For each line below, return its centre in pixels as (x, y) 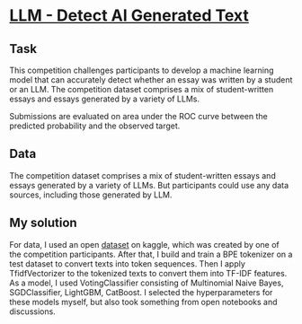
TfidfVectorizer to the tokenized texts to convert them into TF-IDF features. (148, 273)
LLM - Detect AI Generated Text (129, 16)
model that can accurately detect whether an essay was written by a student (151, 80)
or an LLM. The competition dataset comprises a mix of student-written (142, 89)
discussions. (32, 311)
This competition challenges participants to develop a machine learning (142, 70)
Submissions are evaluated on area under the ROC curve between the (138, 116)
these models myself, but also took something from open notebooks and (143, 302)
